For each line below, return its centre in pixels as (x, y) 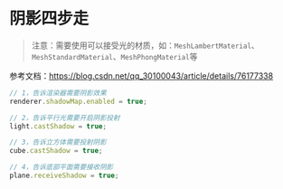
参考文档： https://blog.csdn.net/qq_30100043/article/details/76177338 (141, 76)
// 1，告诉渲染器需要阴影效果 (58, 93)
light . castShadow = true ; (58, 126)
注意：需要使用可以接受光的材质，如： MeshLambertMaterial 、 (145, 45)
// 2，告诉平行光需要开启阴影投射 (65, 118)
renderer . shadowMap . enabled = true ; (78, 101)
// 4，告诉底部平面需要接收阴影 (61, 167)
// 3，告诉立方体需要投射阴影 (58, 142)
